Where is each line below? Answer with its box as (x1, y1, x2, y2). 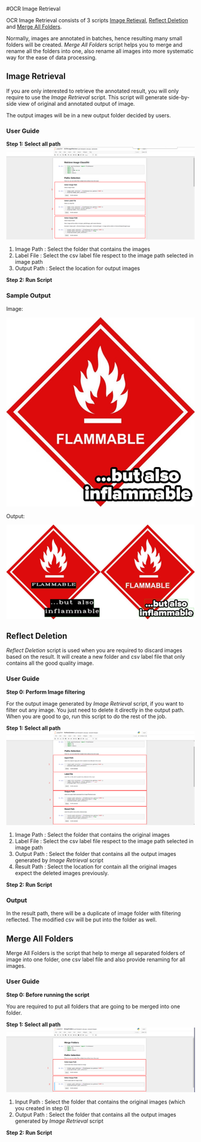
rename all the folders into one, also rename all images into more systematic (6, 47, 194, 55)
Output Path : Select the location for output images (14, 264, 141, 272)
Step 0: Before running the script (6, 991, 90, 998)
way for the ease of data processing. (6, 54, 97, 61)
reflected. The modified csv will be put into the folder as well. (6, 916, 157, 923)
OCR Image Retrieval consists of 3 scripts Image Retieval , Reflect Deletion (6, 17, 188, 23)
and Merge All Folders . (6, 23, 62, 30)
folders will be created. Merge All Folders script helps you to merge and (6, 41, 182, 48)
